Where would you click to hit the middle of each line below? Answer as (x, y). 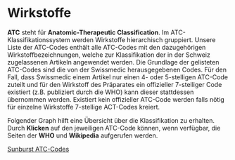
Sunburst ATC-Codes (38, 149)
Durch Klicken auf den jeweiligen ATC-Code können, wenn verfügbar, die (114, 128)
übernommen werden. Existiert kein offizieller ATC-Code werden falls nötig (116, 99)
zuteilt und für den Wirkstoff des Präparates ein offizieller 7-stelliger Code (115, 84)
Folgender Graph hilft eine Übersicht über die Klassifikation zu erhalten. (111, 120)
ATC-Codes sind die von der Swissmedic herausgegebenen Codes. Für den (117, 69)
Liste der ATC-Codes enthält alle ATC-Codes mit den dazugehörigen (107, 47)
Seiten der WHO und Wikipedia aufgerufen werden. (83, 135)
